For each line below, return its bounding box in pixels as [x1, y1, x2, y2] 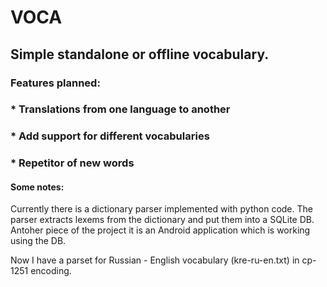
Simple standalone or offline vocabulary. [10, 46, 270, 63]
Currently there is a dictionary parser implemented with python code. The [10, 203, 313, 215]
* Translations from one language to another [10, 102, 231, 116]
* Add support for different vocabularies [10, 129, 210, 143]
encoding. [30, 265, 72, 277]
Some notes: [10, 181, 65, 193]
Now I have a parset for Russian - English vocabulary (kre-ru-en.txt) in [10, 254, 300, 266]
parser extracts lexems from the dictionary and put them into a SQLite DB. [10, 214, 315, 226]
